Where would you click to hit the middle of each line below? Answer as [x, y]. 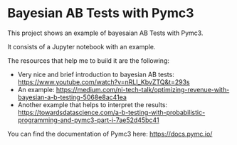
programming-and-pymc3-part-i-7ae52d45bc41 [88, 120]
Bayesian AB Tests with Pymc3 [101, 13]
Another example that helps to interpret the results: [93, 104]
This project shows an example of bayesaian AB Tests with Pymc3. [105, 33]
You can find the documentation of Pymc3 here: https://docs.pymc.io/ [110, 134]
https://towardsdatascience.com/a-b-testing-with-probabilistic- [111, 112]
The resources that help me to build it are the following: [88, 60]
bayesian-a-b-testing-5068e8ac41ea [72, 97]
